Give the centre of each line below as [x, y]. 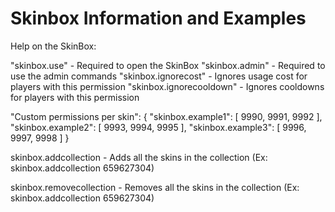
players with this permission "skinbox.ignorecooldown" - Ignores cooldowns [167, 86]
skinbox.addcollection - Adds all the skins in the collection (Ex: [139, 157]
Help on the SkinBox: [53, 46]
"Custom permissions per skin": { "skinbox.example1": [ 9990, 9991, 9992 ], [166, 116]
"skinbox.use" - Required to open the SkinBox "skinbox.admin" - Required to [168, 65]
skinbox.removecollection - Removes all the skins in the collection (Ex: [155, 187]
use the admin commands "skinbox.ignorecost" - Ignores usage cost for [159, 76]
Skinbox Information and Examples [158, 18]
